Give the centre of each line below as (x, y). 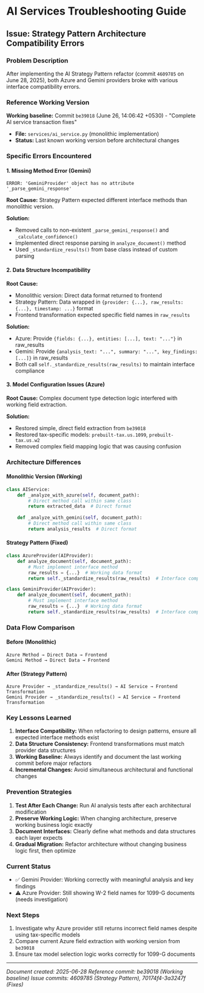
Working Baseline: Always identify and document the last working (98, 757)
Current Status (29, 866)
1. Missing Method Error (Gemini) (49, 170)
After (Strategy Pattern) (37, 674)
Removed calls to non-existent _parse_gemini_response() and (92, 230)
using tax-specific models (48, 935)
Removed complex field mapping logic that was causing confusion (98, 446)
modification (31, 812)
